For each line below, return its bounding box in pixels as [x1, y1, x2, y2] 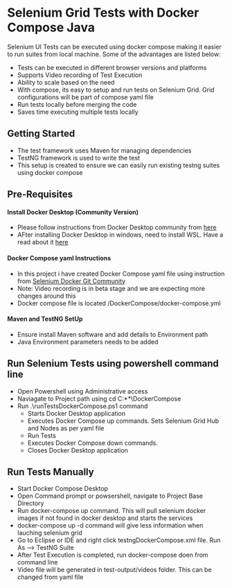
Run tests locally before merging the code [17, 100, 137, 108]
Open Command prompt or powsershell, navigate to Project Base [17, 492, 203, 501]
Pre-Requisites [7, 189, 73, 201]
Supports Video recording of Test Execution [17, 71, 143, 79]
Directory [17, 499, 44, 507]
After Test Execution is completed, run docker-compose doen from [17, 551, 209, 560]
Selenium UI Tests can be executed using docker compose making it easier [7, 42, 222, 51]
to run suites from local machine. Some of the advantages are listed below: [7, 50, 221, 58]
